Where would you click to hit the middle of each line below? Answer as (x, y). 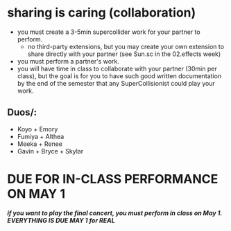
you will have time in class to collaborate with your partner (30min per (117, 68)
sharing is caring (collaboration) (102, 13)
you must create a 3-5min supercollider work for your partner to (109, 32)
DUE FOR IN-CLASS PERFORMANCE (113, 179)
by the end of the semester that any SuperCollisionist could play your (116, 83)
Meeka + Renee (40, 144)
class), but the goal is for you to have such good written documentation (119, 76)
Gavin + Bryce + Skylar (50, 151)
